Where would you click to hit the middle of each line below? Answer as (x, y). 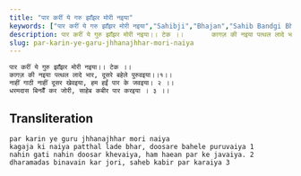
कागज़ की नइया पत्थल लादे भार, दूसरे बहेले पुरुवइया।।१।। (91, 75)
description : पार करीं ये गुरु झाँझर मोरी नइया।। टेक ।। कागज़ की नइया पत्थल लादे (147, 34)
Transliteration (52, 118)
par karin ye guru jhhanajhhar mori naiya (90, 139)
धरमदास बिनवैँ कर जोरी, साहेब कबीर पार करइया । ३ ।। (90, 91)
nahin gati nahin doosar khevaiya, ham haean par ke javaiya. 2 (132, 155)
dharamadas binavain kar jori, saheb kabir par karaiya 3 (120, 163)
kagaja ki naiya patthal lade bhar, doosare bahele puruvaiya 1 (132, 147)
